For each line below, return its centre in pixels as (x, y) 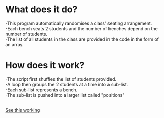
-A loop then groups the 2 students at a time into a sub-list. (67, 84)
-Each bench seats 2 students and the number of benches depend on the (81, 28)
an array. (14, 44)
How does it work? (45, 65)
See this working (23, 110)
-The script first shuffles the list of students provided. (61, 79)
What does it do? (41, 9)
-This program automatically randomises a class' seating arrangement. (79, 23)
